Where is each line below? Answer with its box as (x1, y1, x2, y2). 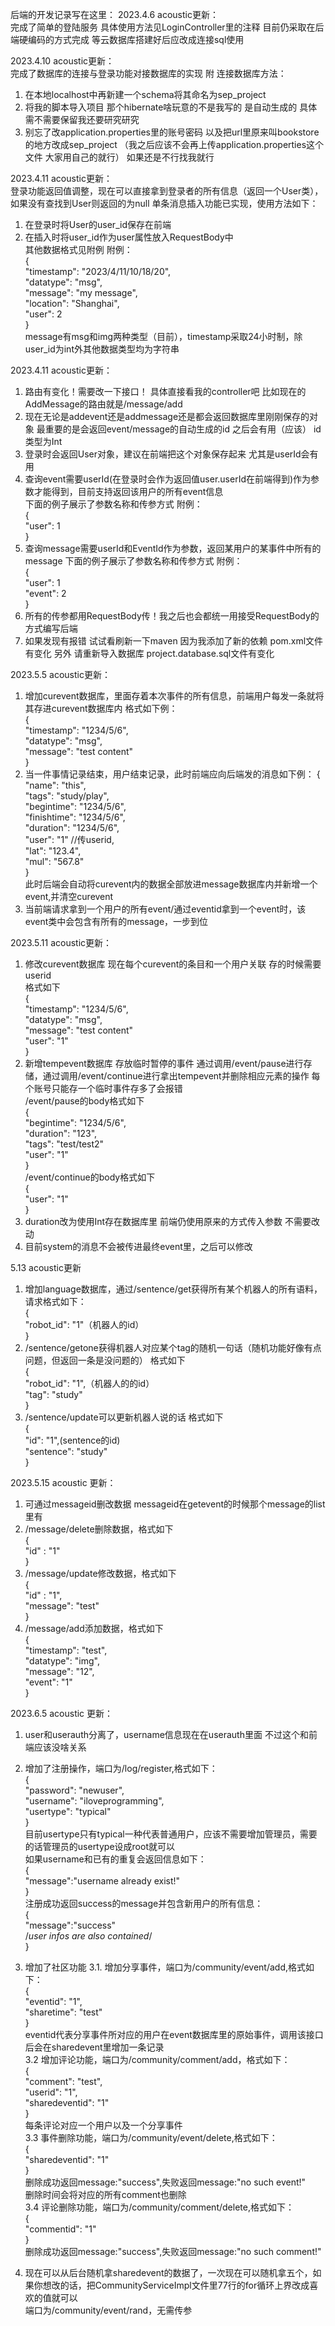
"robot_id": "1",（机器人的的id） (24, 1378, 155, 1389)
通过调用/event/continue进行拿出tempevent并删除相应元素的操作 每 (42, 1070, 321, 1082)
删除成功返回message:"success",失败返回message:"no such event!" (24, 2176, 307, 2188)
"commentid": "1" (24, 2223, 97, 2235)
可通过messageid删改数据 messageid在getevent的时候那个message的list (24, 1498, 326, 1510)
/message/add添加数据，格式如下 (24, 1623, 164, 1634)
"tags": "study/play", (24, 790, 110, 802)
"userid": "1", (24, 2086, 78, 2098)
